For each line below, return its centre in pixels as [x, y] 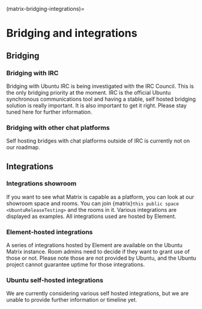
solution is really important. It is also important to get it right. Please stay [96, 105]
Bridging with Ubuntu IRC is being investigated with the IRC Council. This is [100, 86]
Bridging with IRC [32, 73]
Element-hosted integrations [49, 232]
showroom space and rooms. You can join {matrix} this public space [93, 203]
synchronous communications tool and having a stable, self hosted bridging [101, 99]
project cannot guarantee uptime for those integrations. [76, 265]
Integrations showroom [42, 183]
